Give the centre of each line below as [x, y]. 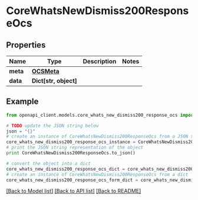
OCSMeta [45, 71]
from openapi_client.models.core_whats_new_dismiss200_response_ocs [92, 115]
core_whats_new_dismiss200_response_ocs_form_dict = [72, 180]
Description [100, 61]
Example [22, 102]
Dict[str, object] [55, 81]
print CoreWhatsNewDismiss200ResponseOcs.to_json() [71, 153]
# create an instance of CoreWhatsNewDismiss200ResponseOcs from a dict [97, 174]
